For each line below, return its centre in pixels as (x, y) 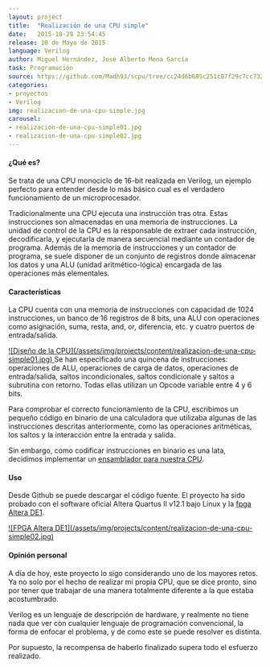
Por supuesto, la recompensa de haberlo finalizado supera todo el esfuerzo (133, 647)
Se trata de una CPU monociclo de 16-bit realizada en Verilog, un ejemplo (130, 180)
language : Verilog (39, 51)
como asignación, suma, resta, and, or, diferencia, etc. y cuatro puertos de (132, 327)
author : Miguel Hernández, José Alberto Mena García (98, 60)
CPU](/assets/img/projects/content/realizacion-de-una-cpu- (156, 351)
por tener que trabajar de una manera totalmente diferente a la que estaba (131, 590)
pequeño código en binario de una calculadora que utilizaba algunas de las (133, 418)
